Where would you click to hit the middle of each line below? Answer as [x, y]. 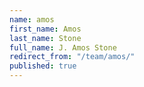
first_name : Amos [45, 29]
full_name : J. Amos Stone [63, 47]
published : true [43, 66]
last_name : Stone [45, 38]
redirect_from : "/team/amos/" [72, 57]
